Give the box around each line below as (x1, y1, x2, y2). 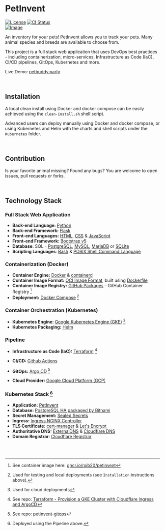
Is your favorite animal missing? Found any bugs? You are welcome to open (5, 168, 158, 174)
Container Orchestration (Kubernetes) (5, 307, 98, 314)
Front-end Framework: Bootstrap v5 (12, 238, 87, 244)
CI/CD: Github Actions (12, 357, 57, 364)
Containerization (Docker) (5, 261, 69, 268)
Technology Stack (5, 196, 62, 205)
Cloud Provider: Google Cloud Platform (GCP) (12, 378, 106, 383)
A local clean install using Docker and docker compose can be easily (5, 105, 144, 111)
